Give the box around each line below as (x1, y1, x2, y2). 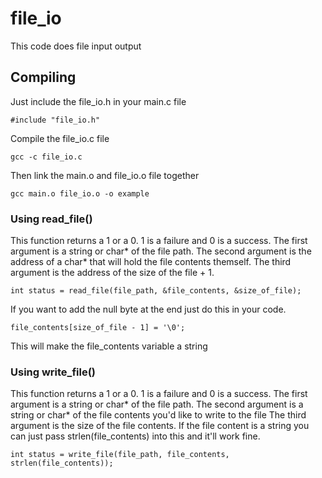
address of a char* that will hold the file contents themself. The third (10, 256, 292, 268)
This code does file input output (10, 40, 142, 52)
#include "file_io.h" (10, 115, 101, 125)
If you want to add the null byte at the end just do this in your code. (10, 303, 287, 316)
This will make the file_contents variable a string (10, 340, 208, 352)
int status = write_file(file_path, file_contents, (10, 450, 230, 460)
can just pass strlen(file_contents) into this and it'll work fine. (10, 430, 261, 442)
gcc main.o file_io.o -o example (10, 188, 150, 199)
